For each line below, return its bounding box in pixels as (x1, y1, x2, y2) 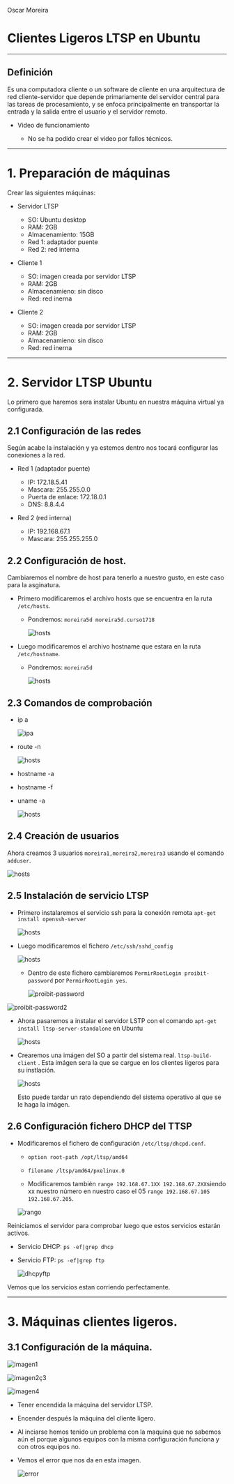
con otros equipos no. (17, 1442, 81, 1451)
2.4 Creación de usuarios (7, 830, 120, 842)
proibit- (184, 969, 210, 977)
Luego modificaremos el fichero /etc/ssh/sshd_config (17, 941, 173, 950)
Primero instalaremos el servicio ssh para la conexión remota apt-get (17, 908, 217, 916)
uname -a (17, 796, 45, 805)
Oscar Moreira (7, 6, 49, 14)
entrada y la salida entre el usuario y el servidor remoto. (7, 107, 167, 116)
